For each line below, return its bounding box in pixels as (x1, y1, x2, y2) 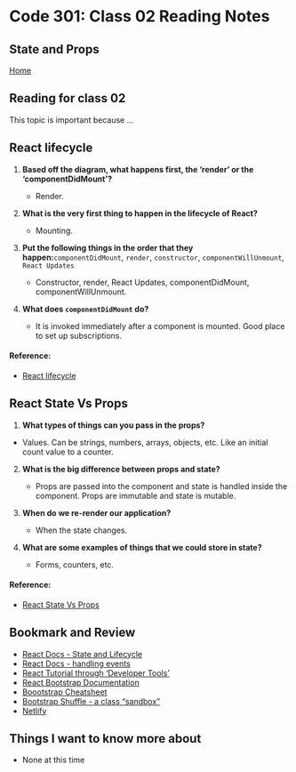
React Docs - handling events (21, 658, 131, 669)
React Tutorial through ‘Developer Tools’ (21, 667, 171, 678)
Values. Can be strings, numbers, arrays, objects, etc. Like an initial (21, 437, 268, 447)
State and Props (9, 42, 100, 57)
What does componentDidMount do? (21, 303, 149, 314)
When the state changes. (35, 525, 128, 535)
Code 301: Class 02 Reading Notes (9, 6, 270, 27)
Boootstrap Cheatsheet (21, 687, 108, 697)
